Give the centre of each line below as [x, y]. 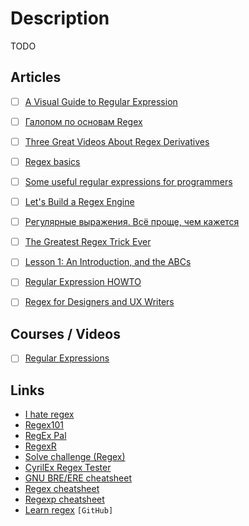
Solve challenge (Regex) [75, 457]
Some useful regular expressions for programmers [128, 181]
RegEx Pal [45, 436]
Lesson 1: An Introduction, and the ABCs [108, 262]
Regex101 [44, 425]
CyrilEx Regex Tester [68, 468]
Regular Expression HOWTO [83, 282]
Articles [36, 77]
